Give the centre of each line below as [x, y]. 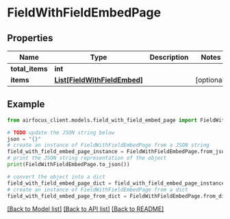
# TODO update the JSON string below [61, 132]
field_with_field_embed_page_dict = [59, 183]
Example [26, 104]
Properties [30, 38]
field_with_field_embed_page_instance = [66, 152]
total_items [29, 69]
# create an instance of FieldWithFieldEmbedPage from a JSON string [108, 146]
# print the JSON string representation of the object [87, 158]
